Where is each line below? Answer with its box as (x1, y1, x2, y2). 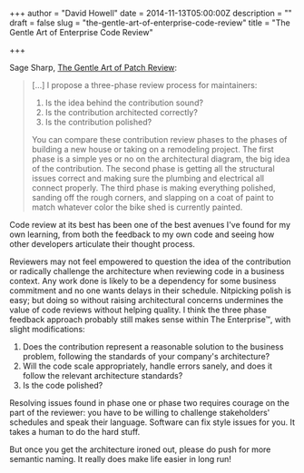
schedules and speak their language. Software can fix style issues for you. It (9, 417, 295, 428)
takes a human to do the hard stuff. (9, 427, 141, 437)
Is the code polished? (22, 380, 103, 390)
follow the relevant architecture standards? (22, 370, 183, 380)
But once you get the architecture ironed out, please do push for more (9, 444, 271, 455)
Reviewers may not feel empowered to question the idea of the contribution (9, 256, 292, 267)
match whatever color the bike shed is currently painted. (31, 202, 243, 212)
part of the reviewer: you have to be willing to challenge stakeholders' (9, 408, 270, 418)
